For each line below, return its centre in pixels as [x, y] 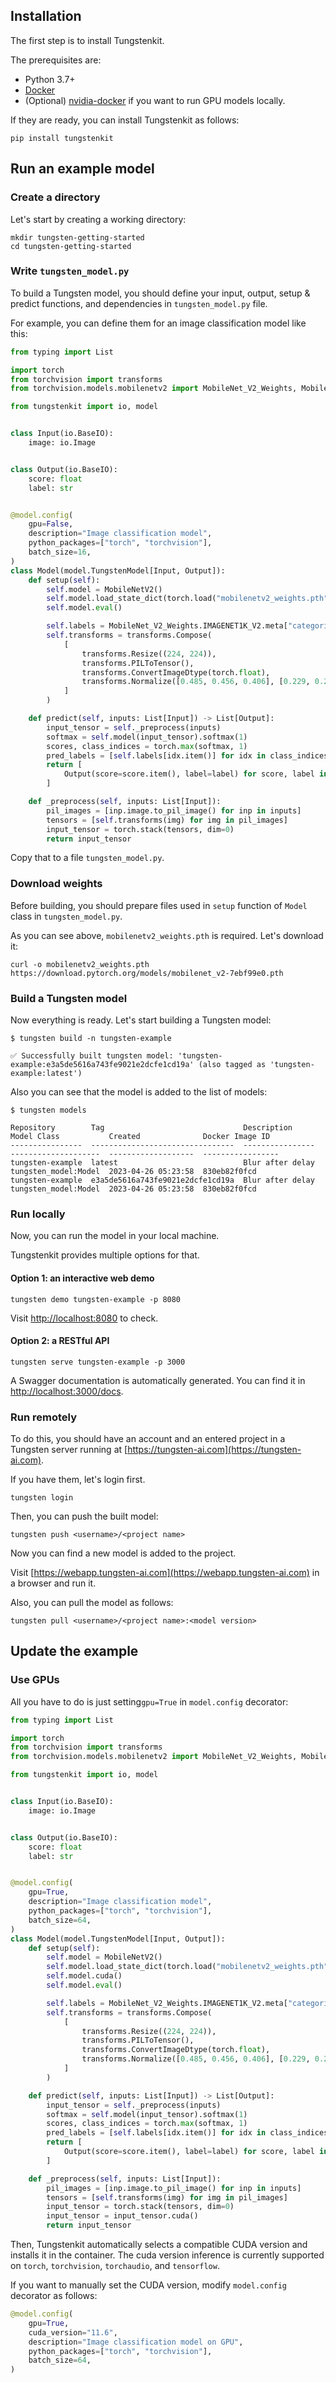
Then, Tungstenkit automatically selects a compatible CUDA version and [159, 2245]
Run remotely [43, 1417]
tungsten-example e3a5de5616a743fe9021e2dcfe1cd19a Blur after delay [162, 1180]
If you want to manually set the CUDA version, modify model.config [149, 2285]
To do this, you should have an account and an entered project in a [148, 1439]
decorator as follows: [54, 2296]
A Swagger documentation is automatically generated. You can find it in [158, 1380]
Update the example [74, 1651]
